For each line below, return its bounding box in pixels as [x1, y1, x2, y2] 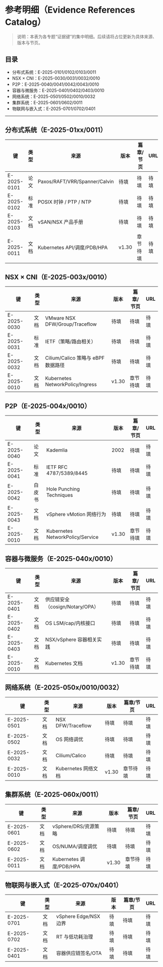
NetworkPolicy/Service [46, 534, 98, 541]
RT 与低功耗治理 [56, 933, 93, 940]
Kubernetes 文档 [45, 660, 83, 667]
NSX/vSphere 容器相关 [45, 636, 97, 643]
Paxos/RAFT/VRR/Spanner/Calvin [37, 178, 114, 185]
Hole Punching [46, 486, 80, 493]
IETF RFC [46, 464, 68, 471]
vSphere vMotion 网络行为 [46, 511, 106, 518]
